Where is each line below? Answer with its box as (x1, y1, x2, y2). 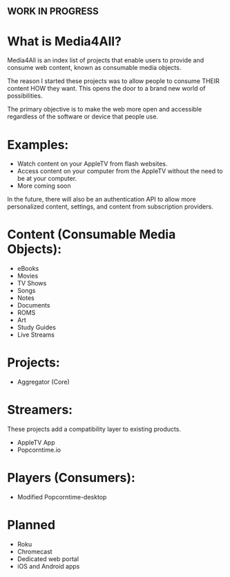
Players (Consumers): (7, 470, 136, 486)
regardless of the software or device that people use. (7, 112, 159, 121)
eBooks (17, 265, 39, 273)
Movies (17, 272, 39, 280)
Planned (7, 517, 56, 533)
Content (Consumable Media (7, 227, 176, 242)
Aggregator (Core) (17, 378, 70, 387)
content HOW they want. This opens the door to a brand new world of (7, 85, 206, 93)
